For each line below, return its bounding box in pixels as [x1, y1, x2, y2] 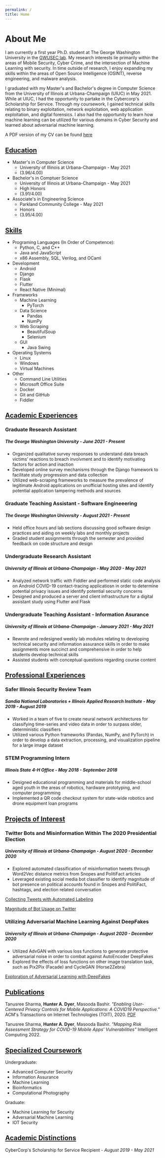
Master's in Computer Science [12, 159, 74, 165]
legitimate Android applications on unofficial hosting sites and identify [12, 482, 154, 488]
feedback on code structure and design [12, 540, 93, 547]
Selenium [27, 334, 46, 340]
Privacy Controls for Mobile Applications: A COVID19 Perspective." [25, 1007, 160, 1013]
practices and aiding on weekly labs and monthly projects [12, 530, 130, 536]
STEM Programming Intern [5, 755, 70, 762]
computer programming [12, 790, 61, 796]
